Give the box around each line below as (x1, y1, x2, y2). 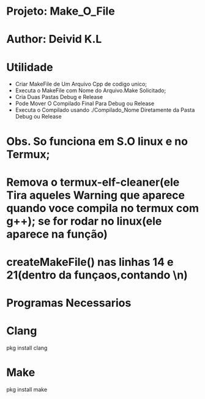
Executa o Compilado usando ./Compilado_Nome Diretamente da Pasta (15, 106, 195, 114)
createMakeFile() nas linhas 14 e (6, 255, 174, 269)
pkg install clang (6, 344, 48, 351)
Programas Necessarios (6, 296, 132, 310)
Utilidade (6, 60, 53, 74)
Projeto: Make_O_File (6, 4, 115, 18)
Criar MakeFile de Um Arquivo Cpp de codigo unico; (15, 81, 147, 88)
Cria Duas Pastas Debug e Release (15, 93, 103, 101)
